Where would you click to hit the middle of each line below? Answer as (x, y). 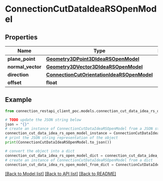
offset (15, 82)
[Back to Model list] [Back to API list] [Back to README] (61, 174)
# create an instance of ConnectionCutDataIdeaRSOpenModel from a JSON (79, 129)
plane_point (21, 59)
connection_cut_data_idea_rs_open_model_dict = (54, 156)
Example (18, 100)
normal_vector (24, 67)
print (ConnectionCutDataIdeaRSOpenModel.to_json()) (58, 142)
